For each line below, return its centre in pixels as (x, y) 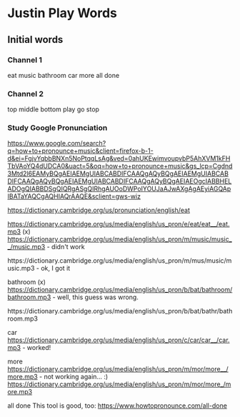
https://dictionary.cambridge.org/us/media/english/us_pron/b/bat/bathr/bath (120, 311)
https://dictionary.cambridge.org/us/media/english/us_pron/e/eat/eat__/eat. (119, 224)
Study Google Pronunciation (57, 128)
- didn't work (66, 247)
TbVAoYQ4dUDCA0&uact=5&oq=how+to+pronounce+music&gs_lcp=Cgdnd (120, 166)
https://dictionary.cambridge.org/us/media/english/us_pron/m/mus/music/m (120, 261)
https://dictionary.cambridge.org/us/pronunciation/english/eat (99, 210)
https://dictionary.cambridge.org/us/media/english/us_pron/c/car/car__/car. (119, 340)
